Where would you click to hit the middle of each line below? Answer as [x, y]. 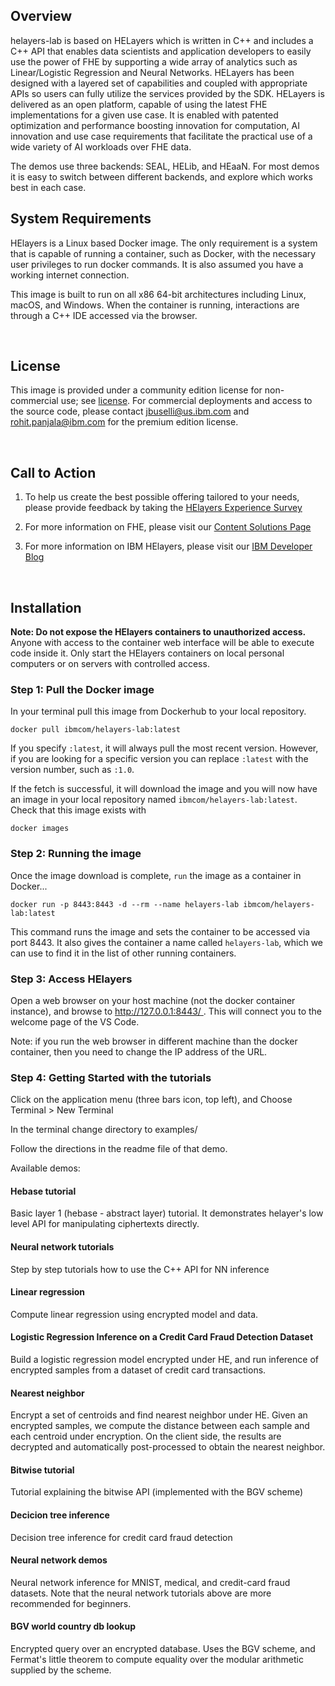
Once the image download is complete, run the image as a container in [156, 875]
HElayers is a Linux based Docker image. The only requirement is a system [164, 243]
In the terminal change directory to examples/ [104, 1130]
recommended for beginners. [71, 1603]
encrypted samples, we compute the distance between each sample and [160, 1426]
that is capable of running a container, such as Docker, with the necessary [163, 253]
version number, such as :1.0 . [72, 770]
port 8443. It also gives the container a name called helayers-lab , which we [167, 942]
